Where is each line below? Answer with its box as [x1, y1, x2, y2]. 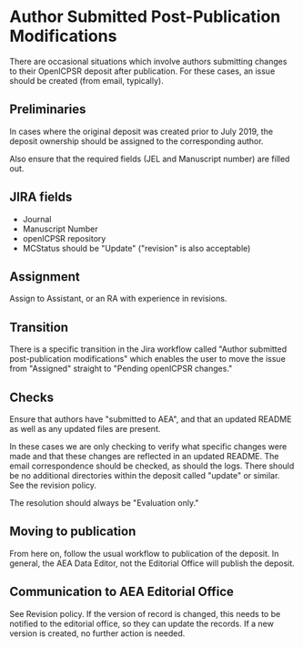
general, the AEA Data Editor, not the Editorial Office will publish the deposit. [9, 558, 296, 569]
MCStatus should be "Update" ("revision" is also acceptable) [22, 242, 251, 253]
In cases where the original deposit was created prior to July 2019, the [9, 126, 274, 137]
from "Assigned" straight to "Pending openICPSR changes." [9, 363, 233, 375]
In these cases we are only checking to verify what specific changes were [9, 441, 288, 452]
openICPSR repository [22, 232, 106, 243]
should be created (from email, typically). [9, 75, 164, 86]
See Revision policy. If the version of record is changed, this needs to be [9, 608, 281, 619]
